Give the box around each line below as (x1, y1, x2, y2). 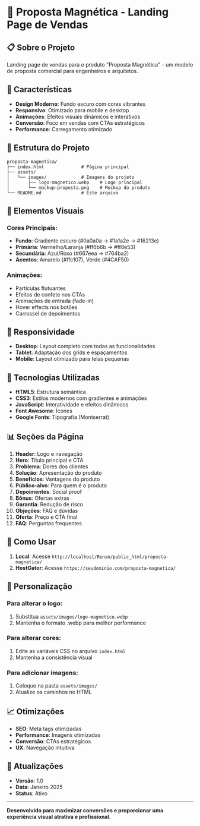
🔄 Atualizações (7, 761, 64, 771)
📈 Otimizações (7, 707, 65, 717)
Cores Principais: (7, 223, 58, 232)
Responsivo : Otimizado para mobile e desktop (15, 106, 129, 114)
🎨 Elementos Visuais (7, 206, 84, 216)
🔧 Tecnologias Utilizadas (7, 373, 100, 383)
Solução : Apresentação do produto (15, 469, 102, 477)
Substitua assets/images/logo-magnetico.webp (15, 613, 128, 620)
